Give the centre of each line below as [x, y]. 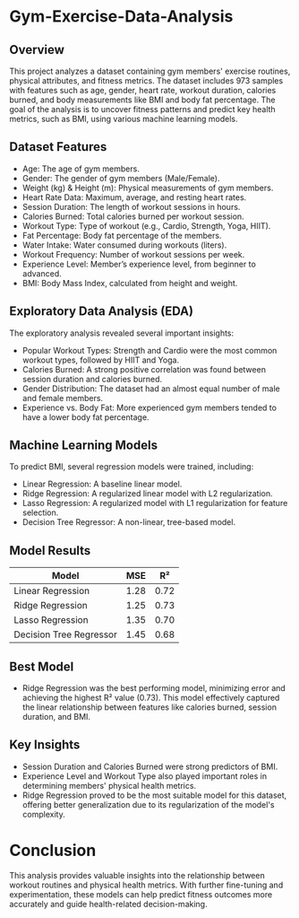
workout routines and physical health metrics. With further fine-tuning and [146, 885]
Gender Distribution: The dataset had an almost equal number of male [151, 389]
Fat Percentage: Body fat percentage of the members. [122, 235]
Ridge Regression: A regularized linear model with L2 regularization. [147, 494]
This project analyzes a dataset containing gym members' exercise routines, [150, 71]
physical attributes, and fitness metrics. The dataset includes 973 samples [146, 81]
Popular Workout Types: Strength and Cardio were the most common [149, 350]
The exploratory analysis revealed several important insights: [122, 333]
